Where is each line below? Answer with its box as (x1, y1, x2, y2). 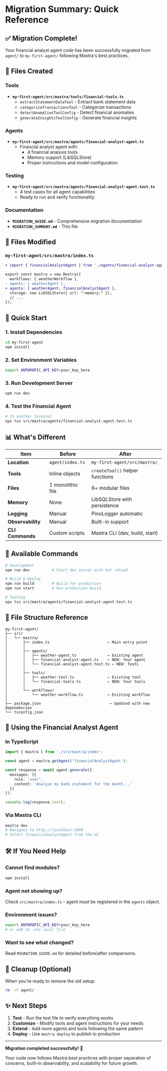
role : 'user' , (14, 777, 43, 782)
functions (91, 473, 114, 480)
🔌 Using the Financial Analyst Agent (5, 723, 119, 732)
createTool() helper (91, 467, 138, 474)
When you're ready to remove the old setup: (5, 978, 96, 984)
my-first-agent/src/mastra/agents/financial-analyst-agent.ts (12, 139, 144, 144)
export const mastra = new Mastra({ (5, 272, 81, 277)
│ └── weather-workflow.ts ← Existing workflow (5, 692, 150, 697)
